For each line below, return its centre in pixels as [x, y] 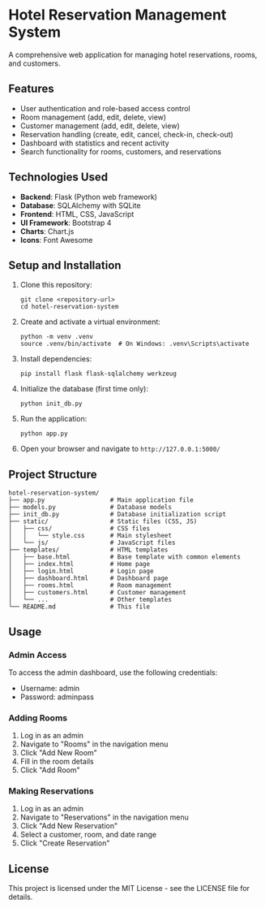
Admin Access [38, 655]
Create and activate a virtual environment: [90, 322]
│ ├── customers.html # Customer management [97, 593]
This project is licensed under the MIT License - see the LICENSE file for [129, 889]
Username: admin [50, 688]
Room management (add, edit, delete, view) [93, 117]
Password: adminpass [57, 697]
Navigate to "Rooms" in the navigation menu [94, 744]
